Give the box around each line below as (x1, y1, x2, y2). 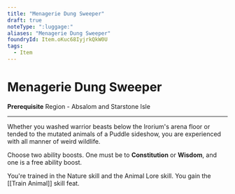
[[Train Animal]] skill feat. (7, 179, 80, 187)
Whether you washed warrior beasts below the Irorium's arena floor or (7, 122, 211, 130)
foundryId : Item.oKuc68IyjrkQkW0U (7, 36, 108, 43)
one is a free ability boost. (7, 158, 83, 166)
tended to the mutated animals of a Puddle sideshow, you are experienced (7, 130, 222, 138)
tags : (7, 43, 23, 50)
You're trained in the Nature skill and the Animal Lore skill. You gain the (7, 172, 211, 180)
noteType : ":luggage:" (7, 23, 73, 30)
